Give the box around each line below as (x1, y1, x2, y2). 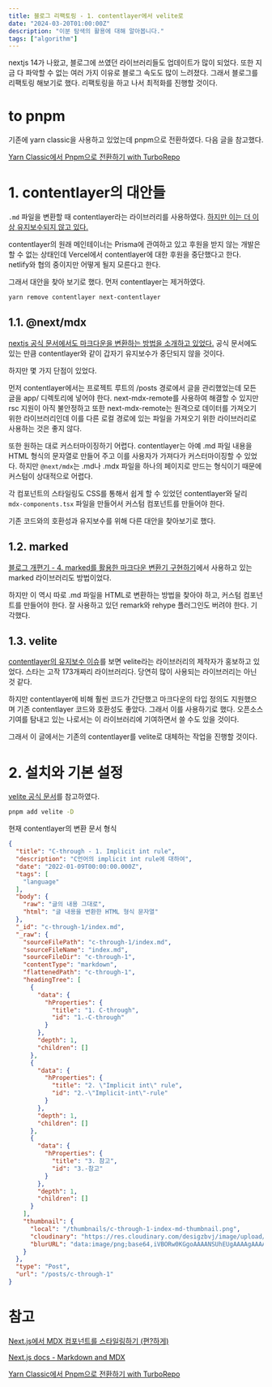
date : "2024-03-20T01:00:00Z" (8, 19, 111, 28)
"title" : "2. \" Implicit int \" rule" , (51, 1082, 183, 1090)
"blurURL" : (29, 1240, 67, 1248)
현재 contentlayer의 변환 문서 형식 (8, 823, 117, 833)
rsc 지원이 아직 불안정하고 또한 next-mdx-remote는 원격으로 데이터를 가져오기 (8, 403, 257, 413)
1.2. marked (8, 540, 69, 554)
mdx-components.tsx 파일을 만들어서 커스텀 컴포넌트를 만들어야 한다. (8, 499, 225, 508)
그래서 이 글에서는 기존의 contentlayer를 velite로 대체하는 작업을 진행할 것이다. (8, 732, 257, 741)
